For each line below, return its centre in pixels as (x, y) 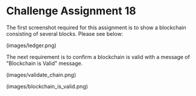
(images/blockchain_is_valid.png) (47, 86)
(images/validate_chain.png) (41, 75)
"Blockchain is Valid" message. (44, 63)
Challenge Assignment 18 (71, 11)
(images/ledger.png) (31, 45)
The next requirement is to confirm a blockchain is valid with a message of (98, 57)
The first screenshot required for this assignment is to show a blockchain (96, 27)
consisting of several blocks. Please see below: (65, 33)
